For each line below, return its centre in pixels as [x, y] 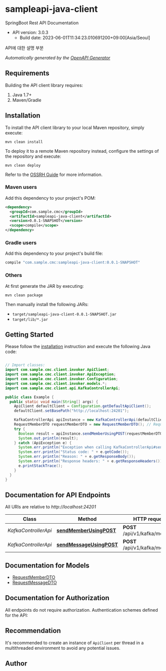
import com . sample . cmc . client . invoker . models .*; [56, 383]
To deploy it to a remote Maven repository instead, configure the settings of [82, 151]
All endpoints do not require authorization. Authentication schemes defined [82, 610]
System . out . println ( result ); [48, 438]
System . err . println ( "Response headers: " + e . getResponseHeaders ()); [91, 461]
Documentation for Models [47, 565]
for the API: [17, 615]
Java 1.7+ [22, 94]
